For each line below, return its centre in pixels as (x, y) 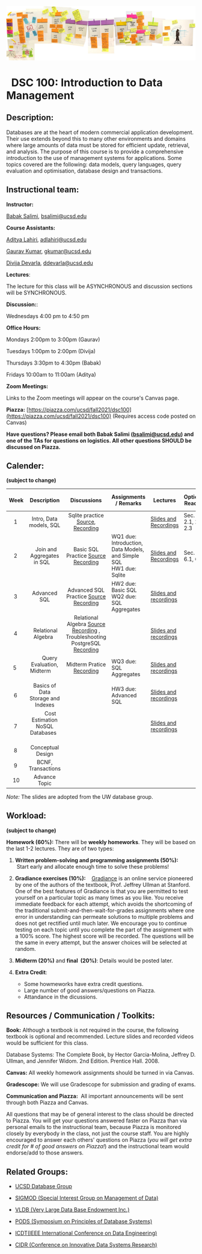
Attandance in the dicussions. (61, 997)
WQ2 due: (124, 596)
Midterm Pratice (86, 665)
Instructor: (20, 204)
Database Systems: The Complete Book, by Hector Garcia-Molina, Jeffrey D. (101, 1055)
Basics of (44, 686)
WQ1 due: (124, 537)
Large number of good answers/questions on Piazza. (90, 990)
